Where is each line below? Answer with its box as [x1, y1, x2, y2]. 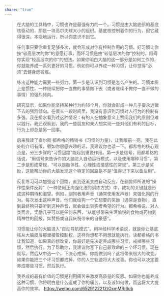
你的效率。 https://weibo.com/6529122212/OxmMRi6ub [21, 285, 134, 291]
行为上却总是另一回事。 [16, 127, 64, 132]
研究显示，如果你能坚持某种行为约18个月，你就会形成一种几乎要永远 [16, 102, 155, 108]
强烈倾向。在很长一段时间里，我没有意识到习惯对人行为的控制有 [29, 108, 159, 114]
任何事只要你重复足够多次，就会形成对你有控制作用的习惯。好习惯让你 [16, 44, 159, 50]
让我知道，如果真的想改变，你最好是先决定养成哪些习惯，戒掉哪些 [16, 238, 150, 244]
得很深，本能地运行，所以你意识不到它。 [16, 33, 99, 39]
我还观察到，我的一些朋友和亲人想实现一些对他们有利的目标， [33, 120, 159, 126]
